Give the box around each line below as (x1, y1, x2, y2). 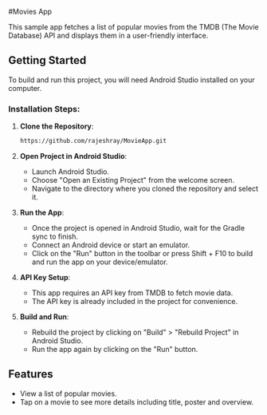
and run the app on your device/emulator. (31, 257, 169, 267)
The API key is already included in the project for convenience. (31, 296, 238, 306)
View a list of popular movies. (19, 389, 117, 398)
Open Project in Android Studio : (19, 151, 128, 160)
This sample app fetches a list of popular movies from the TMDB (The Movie (8, 22, 259, 31)
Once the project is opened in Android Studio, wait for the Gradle (31, 223, 245, 232)
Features (8, 367, 53, 381)
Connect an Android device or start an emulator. (31, 239, 190, 250)
